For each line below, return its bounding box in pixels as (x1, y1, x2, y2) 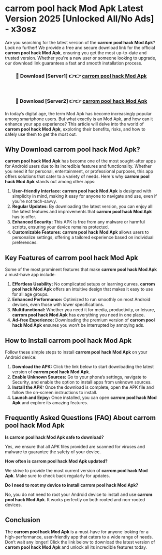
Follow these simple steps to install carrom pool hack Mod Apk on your (5, 349, 147, 355)
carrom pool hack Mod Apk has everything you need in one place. (12, 312, 145, 318)
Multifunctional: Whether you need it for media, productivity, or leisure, (12, 307, 156, 313)
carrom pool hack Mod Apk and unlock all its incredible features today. (5, 544, 147, 550)
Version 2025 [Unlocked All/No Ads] (5, 13, 154, 24)
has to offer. (12, 214, 36, 220)
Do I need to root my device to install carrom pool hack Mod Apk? (5, 482, 139, 488)
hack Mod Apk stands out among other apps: (5, 179, 96, 185)
